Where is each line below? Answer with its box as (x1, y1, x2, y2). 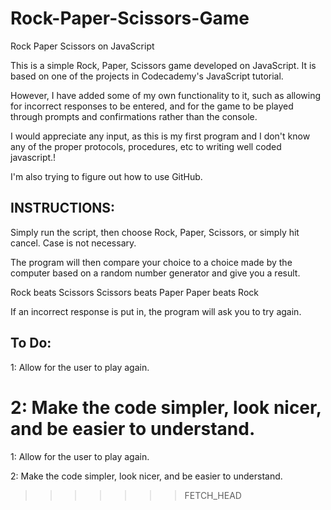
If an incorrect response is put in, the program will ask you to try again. (10, 305, 302, 317)
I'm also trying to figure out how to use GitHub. (10, 170, 203, 182)
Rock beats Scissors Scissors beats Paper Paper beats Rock (10, 286, 259, 298)
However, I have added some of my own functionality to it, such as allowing (10, 89, 322, 101)
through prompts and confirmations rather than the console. (10, 110, 258, 122)
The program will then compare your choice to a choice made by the (10, 256, 293, 268)
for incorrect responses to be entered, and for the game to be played (10, 100, 294, 112)
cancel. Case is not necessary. (10, 237, 137, 249)
